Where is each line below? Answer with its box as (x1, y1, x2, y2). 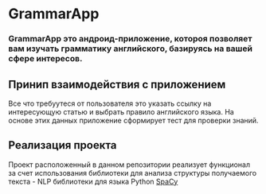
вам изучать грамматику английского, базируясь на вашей (8, 43, 253, 54)
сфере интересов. (8, 53, 83, 64)
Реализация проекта (8, 138, 117, 152)
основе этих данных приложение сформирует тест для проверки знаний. (8, 115, 259, 125)
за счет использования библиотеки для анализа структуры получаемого (8, 168, 257, 177)
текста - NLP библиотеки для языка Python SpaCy (8, 177, 178, 186)
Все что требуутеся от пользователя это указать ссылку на (8, 99, 212, 108)
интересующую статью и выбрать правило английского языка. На (8, 107, 235, 116)
